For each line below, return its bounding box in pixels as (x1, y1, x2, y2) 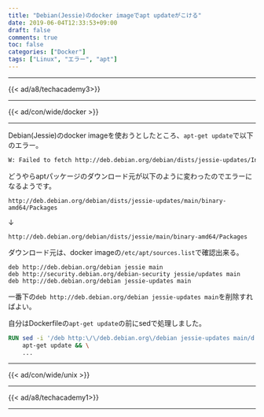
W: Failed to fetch (8, 156, 72, 164)
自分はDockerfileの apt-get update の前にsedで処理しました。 (8, 318, 207, 327)
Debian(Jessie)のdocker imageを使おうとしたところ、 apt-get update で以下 (8, 131, 254, 140)
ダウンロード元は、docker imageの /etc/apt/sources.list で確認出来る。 (8, 247, 244, 256)
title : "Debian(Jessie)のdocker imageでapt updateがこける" (8, 11, 202, 20)
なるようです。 (8, 181, 57, 190)
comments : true (8, 33, 58, 42)
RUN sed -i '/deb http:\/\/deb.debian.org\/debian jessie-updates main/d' (8, 334, 258, 342)
